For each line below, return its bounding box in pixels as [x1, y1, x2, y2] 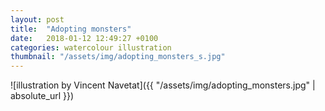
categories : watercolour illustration [10, 42, 172, 53]
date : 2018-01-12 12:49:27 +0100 [10, 33, 159, 43]
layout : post [10, 14, 65, 25]
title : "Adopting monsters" [10, 24, 132, 34]
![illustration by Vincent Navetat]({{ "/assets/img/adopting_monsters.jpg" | [10, 79, 316, 91]
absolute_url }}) [10, 90, 75, 102]
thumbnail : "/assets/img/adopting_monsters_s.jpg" [10, 52, 226, 62]
